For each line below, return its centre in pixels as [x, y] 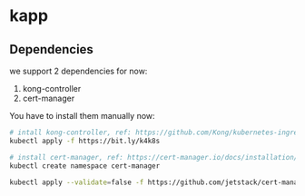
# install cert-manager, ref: [67, 157]
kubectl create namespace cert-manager [85, 166]
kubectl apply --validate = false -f [77, 182]
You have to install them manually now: [83, 116]
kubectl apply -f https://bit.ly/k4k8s [85, 141]
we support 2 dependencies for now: [79, 71]
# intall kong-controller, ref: [70, 132]
